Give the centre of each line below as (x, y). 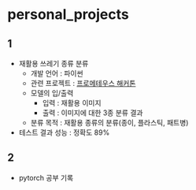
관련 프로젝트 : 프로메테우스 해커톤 (83, 83)
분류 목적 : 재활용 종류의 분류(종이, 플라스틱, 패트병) (109, 123)
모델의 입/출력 (52, 93)
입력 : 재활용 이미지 (72, 103)
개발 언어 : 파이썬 (57, 73)
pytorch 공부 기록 (46, 177)
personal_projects (68, 15)
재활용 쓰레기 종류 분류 (54, 63)
